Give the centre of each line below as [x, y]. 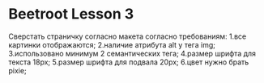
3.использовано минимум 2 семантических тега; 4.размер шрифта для [132, 53]
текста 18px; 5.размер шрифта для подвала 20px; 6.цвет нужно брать [129, 62]
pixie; [17, 70]
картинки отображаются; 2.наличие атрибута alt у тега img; [112, 44]
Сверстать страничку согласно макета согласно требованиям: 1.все [128, 36]
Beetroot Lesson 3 [71, 14]
